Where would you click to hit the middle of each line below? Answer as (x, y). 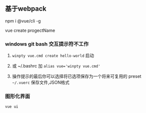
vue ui (12, 107)
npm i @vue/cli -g (23, 21)
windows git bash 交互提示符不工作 (47, 44)
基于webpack (26, 9)
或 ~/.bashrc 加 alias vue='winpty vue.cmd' (56, 66)
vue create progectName (30, 30)
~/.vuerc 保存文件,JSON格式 (41, 83)
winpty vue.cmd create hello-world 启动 (53, 56)
